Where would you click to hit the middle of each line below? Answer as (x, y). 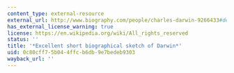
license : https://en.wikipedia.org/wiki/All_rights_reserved (98, 33)
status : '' (23, 40)
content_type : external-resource (56, 14)
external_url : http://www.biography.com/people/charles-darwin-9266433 (113, 20)
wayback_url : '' (31, 59)
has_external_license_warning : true (60, 26)
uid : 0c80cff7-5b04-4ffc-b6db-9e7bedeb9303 (71, 53)
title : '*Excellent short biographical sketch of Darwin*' (95, 46)
